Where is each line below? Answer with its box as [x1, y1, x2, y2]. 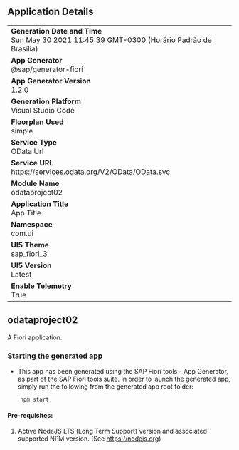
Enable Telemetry [11, 281, 73, 291]
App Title [11, 208, 41, 218]
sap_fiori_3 [11, 249, 48, 259]
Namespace [11, 219, 53, 229]
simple [11, 126, 33, 135]
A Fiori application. [7, 333, 63, 342]
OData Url [11, 146, 44, 156]
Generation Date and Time [11, 26, 102, 36]
